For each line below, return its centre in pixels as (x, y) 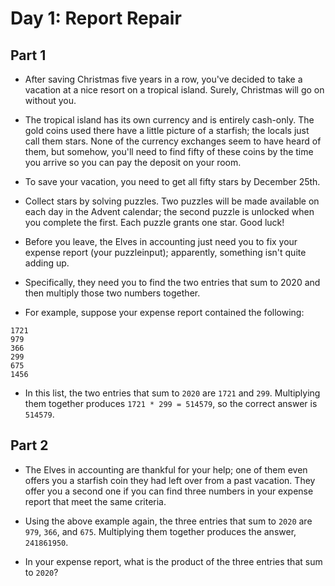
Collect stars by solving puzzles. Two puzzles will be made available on (172, 201)
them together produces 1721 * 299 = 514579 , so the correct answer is (171, 403)
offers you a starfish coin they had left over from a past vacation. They (170, 480)
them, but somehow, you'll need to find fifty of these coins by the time (169, 151)
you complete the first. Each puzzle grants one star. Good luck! (154, 222)
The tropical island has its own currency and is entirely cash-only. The (169, 120)
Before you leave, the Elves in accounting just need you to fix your (161, 241)
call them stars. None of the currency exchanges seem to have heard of (173, 141)
